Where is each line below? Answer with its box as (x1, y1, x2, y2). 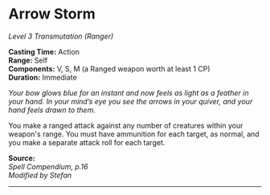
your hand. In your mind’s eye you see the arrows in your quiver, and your (8, 96, 253, 106)
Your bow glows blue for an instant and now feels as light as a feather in (8, 87, 249, 97)
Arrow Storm (8, 5, 96, 23)
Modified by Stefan (8, 170, 72, 180)
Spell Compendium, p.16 (8, 161, 88, 171)
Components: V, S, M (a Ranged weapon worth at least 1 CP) (8, 63, 211, 73)
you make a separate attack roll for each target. (8, 137, 166, 147)
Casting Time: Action (8, 47, 80, 56)
